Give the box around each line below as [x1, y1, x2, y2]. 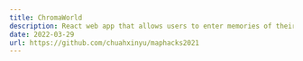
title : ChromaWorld [9, 13, 83, 22]
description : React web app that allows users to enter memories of [9, 22, 272, 30]
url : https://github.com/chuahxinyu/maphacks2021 [9, 38, 200, 48]
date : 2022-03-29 [9, 30, 75, 39]
